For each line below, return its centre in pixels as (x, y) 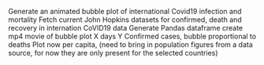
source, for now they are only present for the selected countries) (113, 53)
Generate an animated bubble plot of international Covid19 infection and (125, 11)
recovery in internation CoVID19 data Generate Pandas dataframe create (126, 28)
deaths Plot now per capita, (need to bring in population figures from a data (131, 45)
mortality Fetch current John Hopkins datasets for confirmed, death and (125, 20)
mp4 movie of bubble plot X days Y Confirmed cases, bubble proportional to (132, 36)
